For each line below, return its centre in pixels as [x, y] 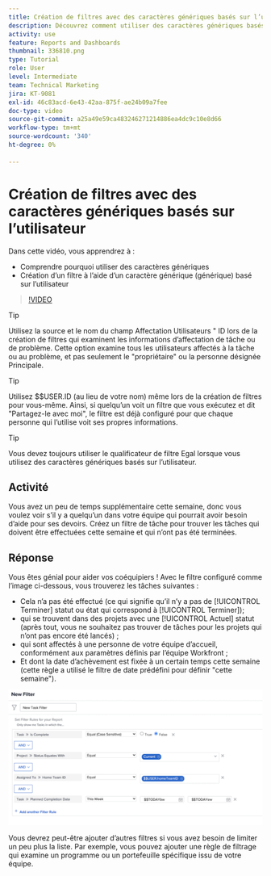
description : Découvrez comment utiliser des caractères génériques [126, 25]
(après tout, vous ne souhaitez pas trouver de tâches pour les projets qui [141, 627]
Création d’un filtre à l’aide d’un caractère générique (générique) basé [136, 275]
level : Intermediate [43, 77]
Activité [29, 487]
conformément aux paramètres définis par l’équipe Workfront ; [124, 653]
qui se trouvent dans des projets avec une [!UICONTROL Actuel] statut [137, 618]
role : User [27, 69]
